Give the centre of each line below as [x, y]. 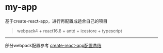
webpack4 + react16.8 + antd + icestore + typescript [69, 31]
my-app [21, 7]
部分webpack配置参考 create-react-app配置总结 [53, 45]
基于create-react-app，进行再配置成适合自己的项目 [56, 21]
